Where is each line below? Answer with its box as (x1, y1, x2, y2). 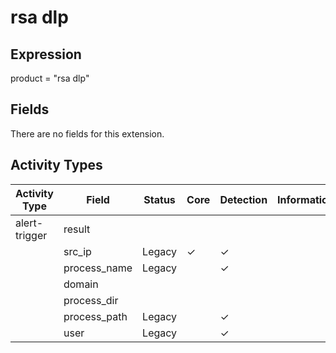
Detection (219, 192, 268, 206)
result (63, 222, 91, 236)
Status (143, 192, 176, 206)
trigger (15, 228, 48, 242)
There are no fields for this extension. (10, 127, 165, 140)
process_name (63, 261, 133, 275)
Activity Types (10, 157, 103, 174)
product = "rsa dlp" (10, 72, 90, 84)
